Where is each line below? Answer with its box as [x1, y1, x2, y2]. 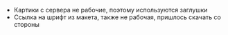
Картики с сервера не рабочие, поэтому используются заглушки [13, 6, 208, 14]
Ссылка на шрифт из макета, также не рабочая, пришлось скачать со [13, 13, 222, 21]
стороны [13, 21, 40, 28]
